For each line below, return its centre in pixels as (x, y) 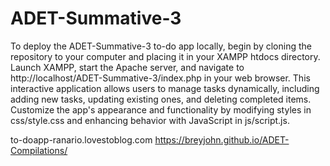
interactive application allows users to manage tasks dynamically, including (165, 88)
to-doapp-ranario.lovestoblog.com (81, 139)
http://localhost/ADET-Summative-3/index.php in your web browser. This (160, 78)
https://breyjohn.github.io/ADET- (222, 139)
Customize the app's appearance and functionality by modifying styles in (161, 109)
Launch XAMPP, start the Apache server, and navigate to (127, 67)
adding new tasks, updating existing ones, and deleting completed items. (161, 99)
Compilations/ (39, 150)
